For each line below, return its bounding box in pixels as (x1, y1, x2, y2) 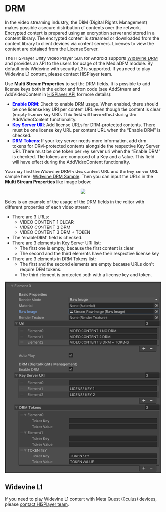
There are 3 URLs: (12, 214, 49, 220)
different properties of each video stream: (5, 204, 90, 210)
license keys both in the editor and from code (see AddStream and (5, 86, 141, 92)
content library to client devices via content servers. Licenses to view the (5, 40, 154, 46)
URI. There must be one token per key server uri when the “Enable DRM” (12, 148, 161, 154)
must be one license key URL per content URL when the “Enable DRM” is (12, 127, 161, 133)
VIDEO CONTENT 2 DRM (19, 224, 71, 230)
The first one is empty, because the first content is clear (19, 245, 134, 251)
